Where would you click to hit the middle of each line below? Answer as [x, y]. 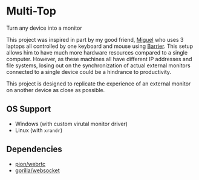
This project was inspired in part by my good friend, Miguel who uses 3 [95, 39]
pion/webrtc [30, 164]
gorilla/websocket [38, 170]
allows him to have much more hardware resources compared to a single [97, 52]
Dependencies [34, 149]
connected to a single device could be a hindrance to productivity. [89, 72]
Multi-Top [31, 11]
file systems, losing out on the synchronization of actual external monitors [98, 65]
